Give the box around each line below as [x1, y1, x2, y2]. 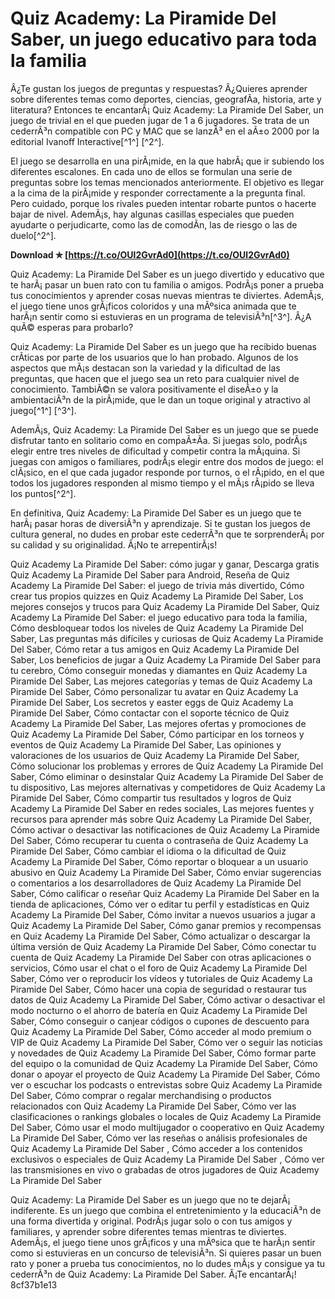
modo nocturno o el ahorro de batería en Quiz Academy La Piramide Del [10, 1004, 308, 1016]
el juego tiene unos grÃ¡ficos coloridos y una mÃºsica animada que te [10, 300, 297, 312]
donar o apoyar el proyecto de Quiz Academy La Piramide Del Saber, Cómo [10, 1068, 321, 1080]
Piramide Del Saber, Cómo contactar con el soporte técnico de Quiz [10, 707, 290, 719]
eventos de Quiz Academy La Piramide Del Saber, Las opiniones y [10, 738, 282, 751]
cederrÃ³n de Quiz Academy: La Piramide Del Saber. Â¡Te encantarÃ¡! [10, 1268, 297, 1280]
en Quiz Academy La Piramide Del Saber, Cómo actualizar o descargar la [10, 930, 311, 942]
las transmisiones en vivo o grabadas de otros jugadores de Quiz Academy [10, 1163, 320, 1176]
